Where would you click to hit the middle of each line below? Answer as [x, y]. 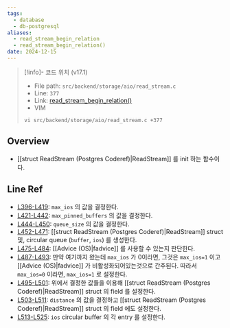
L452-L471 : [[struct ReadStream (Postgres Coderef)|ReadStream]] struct [120, 231]
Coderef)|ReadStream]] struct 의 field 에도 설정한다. [89, 308]
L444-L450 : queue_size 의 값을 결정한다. [73, 224]
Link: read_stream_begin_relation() [83, 100]
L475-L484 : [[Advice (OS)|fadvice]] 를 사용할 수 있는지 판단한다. [106, 248]
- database [29, 20]
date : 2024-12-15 [32, 52]
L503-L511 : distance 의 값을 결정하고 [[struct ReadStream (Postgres [111, 300]
